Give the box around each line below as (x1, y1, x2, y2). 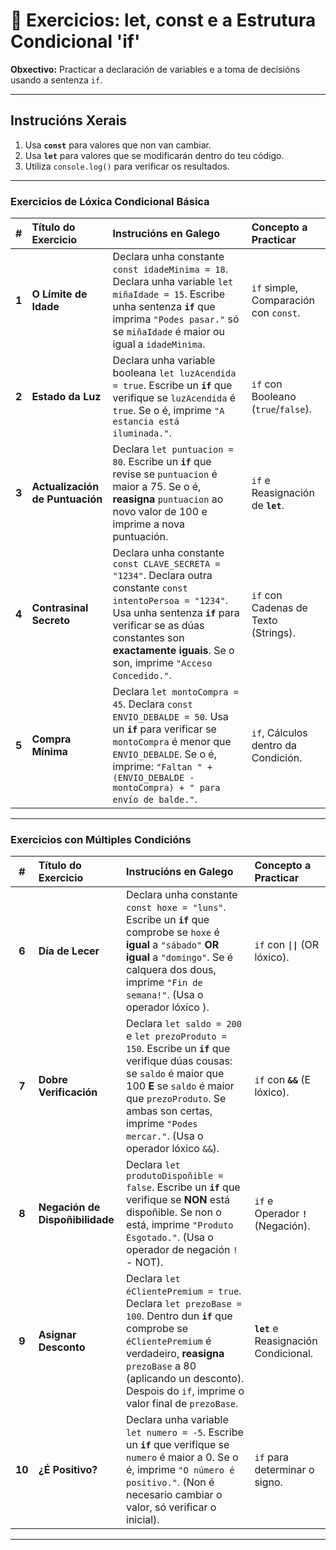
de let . (251, 499, 285, 513)
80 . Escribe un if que (112, 455, 212, 469)
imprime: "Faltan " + (112, 760, 213, 774)
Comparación (251, 294, 316, 308)
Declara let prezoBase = (126, 1297, 242, 1311)
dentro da (251, 739, 297, 753)
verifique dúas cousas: (126, 1054, 233, 1068)
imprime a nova (112, 517, 185, 531)
